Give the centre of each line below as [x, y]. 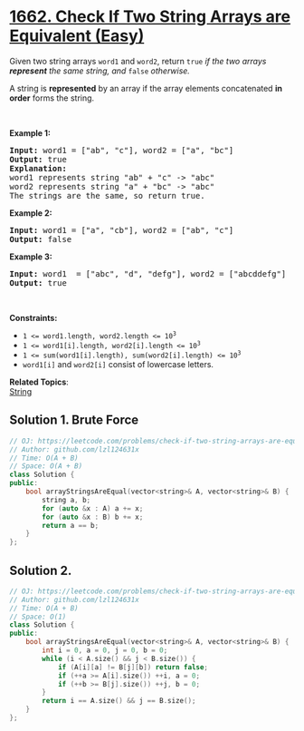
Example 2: [31, 213]
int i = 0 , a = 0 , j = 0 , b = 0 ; [105, 650]
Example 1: [30, 132]
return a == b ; [71, 525]
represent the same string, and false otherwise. [100, 71]
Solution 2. [41, 570]
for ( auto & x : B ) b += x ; [93, 517]
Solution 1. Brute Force [74, 420]
